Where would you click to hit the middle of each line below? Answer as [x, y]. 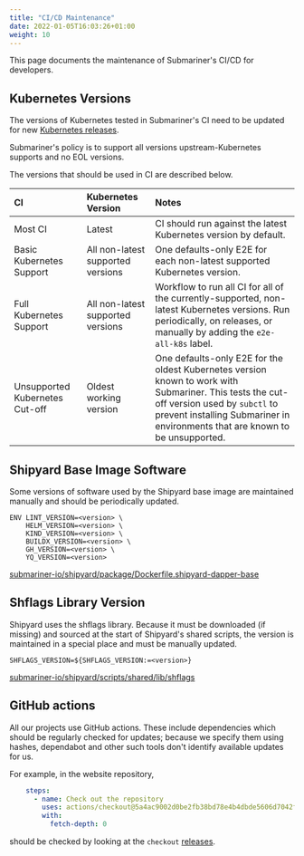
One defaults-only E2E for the [219, 359]
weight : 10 [30, 34]
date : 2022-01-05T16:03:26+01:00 [72, 26]
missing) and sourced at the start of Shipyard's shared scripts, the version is [152, 634]
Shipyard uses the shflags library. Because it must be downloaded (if [138, 624]
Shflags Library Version [77, 603]
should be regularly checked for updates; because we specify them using [147, 737]
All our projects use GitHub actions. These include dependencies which [142, 727]
